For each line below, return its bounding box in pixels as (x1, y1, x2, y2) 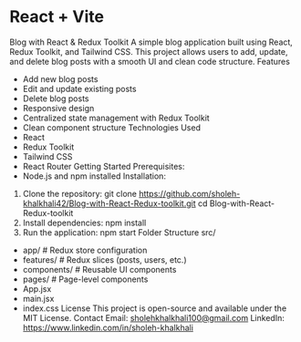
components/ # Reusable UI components (22, 264, 177, 275)
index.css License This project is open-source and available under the (22, 303, 287, 314)
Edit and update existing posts (22, 83, 137, 94)
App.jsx (22, 283, 52, 294)
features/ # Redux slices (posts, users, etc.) (22, 254, 187, 265)
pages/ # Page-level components (22, 274, 149, 285)
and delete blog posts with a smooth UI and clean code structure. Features (9, 56, 290, 67)
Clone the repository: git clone (22, 188, 137, 199)
